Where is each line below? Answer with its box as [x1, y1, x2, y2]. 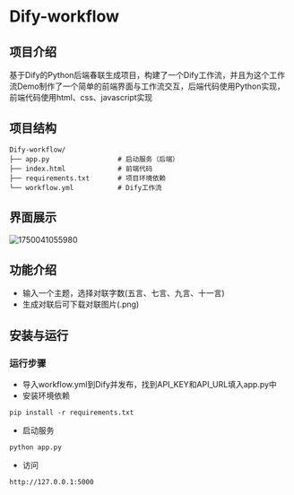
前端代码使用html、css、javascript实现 [9, 92, 153, 102]
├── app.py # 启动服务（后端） [9, 154, 179, 163]
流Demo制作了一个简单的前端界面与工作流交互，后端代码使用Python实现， [9, 81, 285, 91]
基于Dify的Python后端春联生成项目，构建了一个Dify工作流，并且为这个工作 [9, 70, 285, 80]
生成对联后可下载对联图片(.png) [22, 299, 140, 310]
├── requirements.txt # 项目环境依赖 [9, 173, 166, 183]
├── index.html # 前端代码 [9, 164, 153, 173]
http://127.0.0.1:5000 [9, 478, 94, 487]
